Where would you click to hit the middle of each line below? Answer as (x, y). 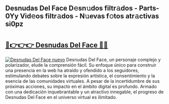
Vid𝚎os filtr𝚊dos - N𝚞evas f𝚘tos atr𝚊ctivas (90, 16)
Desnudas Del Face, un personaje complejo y (113, 60)
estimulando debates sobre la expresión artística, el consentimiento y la (80, 76)
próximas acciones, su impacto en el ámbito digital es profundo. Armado (81, 86)
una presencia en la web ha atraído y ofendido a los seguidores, (72, 70)
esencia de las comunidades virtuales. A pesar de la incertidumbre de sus (82, 81)
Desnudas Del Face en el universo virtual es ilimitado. (61, 97)
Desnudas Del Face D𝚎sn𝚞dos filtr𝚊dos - (72, 8)
